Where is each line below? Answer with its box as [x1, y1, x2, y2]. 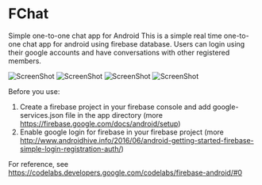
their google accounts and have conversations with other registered [8, 47, 230, 57]
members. [8, 56, 42, 66]
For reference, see [8, 159, 69, 168]
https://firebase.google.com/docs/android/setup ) [19, 119, 181, 128]
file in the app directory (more [65, 110, 163, 119]
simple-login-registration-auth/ [19, 144, 121, 153]
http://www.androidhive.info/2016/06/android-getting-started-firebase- [19, 135, 254, 145]
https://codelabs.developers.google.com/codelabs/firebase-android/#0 [8, 168, 243, 177]
